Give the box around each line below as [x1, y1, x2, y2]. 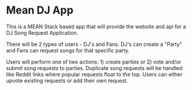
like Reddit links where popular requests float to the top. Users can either [6, 71, 183, 78]
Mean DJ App [6, 4, 73, 17]
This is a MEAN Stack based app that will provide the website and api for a [6, 23, 186, 30]
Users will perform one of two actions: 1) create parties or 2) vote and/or [6, 58, 181, 65]
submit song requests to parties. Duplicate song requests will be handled [6, 64, 183, 71]
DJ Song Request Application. [6, 29, 79, 36]
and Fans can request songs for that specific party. [6, 46, 130, 54]
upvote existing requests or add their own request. [6, 77, 128, 84]
